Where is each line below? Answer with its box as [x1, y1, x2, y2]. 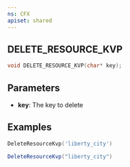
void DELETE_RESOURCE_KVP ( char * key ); [7, 62, 122, 70]
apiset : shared [7, 17, 53, 24]
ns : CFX [7, 10, 31, 18]
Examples [7, 122, 52, 134]
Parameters [7, 82, 60, 94]
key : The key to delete [17, 101, 84, 109]
